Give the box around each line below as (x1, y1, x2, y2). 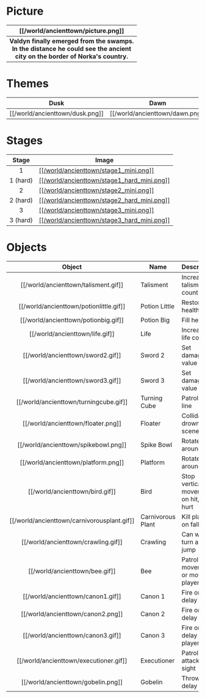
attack (181, 656, 200, 665)
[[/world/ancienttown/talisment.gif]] (20, 280, 124, 289)
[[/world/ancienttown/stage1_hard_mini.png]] (38, 176, 170, 184)
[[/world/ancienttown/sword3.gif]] (22, 376, 121, 385)
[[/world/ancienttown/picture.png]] (19, 26, 124, 35)
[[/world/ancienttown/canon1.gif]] (22, 592, 121, 601)
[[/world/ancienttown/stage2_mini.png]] (38, 186, 154, 194)
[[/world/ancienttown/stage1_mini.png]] (38, 166, 154, 174)
